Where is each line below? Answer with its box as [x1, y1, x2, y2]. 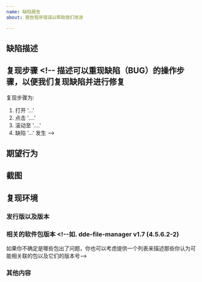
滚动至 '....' [14, 121, 41, 129]
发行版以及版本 [6, 212, 50, 221]
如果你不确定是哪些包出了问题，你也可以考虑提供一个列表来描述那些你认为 [6, 245, 191, 252]
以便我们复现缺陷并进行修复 [22, 77, 125, 87]
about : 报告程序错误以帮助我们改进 [6, 14, 84, 20]
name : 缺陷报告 [6, 8, 41, 15]
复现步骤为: [6, 94, 35, 101]
